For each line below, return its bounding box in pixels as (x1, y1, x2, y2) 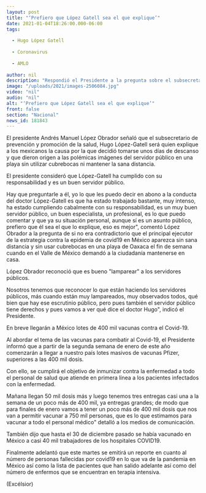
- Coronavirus (12, 49, 48, 55)
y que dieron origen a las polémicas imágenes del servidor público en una (6, 154, 193, 161)
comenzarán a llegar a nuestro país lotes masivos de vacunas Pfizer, (6, 349, 180, 357)
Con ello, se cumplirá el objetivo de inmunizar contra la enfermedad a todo (6, 368, 195, 375)
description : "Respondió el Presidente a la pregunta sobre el (6, 77, 172, 83)
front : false (6, 106, 40, 112)
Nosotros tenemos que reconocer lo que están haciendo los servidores (6, 286, 186, 293)
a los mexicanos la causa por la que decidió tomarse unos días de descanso (6, 147, 199, 155)
